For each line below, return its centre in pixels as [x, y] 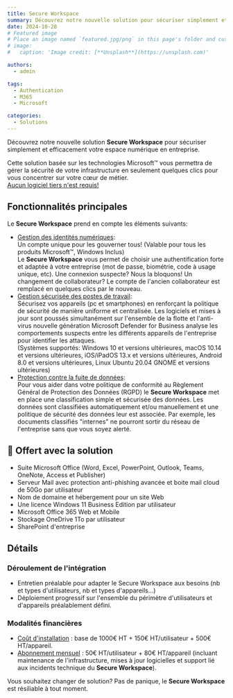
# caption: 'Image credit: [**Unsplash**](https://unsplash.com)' [108, 53]
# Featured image [32, 33]
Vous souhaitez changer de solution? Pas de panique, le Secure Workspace [116, 681]
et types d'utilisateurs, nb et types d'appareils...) [86, 590]
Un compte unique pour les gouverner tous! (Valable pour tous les [112, 244]
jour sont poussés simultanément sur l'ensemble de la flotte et [106, 318]
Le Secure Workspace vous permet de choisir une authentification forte [120, 259]
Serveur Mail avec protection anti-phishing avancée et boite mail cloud [118, 482]
